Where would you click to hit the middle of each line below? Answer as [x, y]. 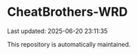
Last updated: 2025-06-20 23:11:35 [57, 31]
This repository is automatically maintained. [69, 44]
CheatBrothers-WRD [67, 12]
